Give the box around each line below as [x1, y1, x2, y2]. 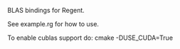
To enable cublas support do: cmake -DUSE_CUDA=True [7, 33, 173, 42]
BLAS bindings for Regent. [7, 6, 85, 14]
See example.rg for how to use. [7, 20, 100, 28]
